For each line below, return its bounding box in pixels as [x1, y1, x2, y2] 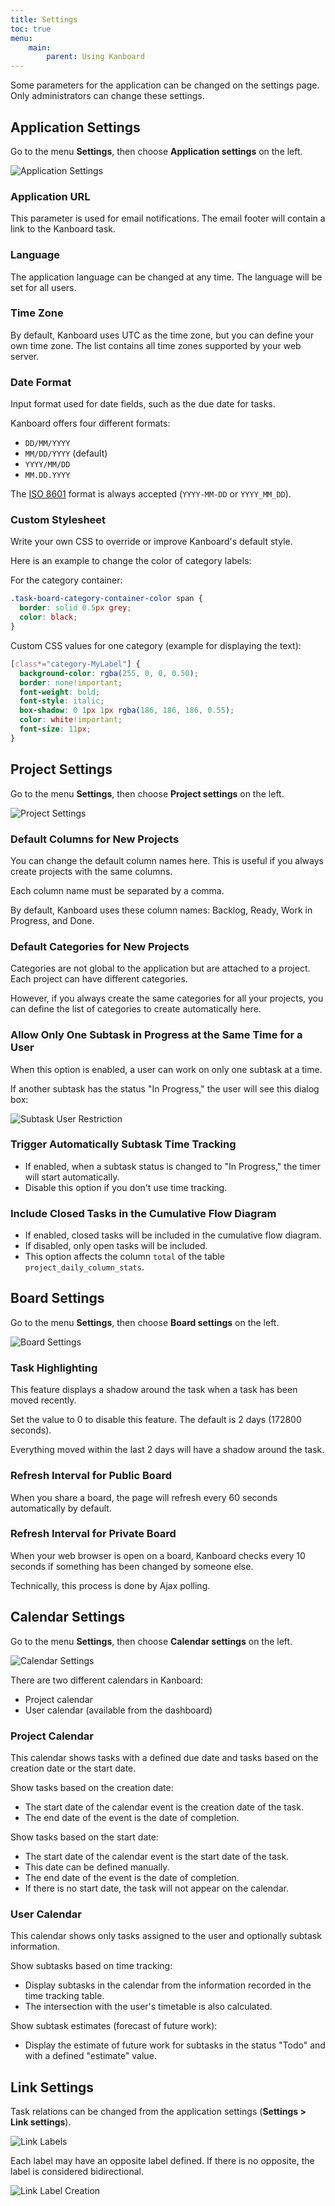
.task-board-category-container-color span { [10, 594, 203, 604]
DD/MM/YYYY [24, 439, 71, 449]
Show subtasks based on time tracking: [10, 1960, 173, 1972]
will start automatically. [24, 1171, 120, 1183]
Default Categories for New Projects [10, 939, 190, 953]
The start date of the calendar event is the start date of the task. [24, 1850, 290, 1862]
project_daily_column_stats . [24, 1261, 145, 1273]
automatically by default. [10, 1502, 112, 1514]
